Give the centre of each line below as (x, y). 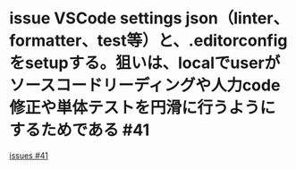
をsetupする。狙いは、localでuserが (145, 63)
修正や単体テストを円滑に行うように (143, 108)
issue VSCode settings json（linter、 (149, 18)
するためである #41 (80, 130)
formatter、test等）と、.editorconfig (148, 41)
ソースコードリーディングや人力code (145, 85)
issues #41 (29, 155)
